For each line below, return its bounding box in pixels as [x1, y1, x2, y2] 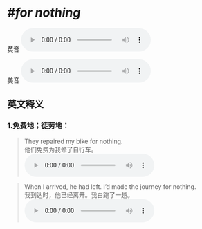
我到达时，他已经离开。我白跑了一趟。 [24, 190, 134, 199]
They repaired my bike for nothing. [24, 137, 123, 145]
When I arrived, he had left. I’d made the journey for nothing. [24, 182, 196, 191]
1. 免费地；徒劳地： [7, 121, 70, 131]
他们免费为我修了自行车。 [24, 145, 98, 154]
